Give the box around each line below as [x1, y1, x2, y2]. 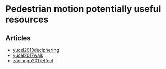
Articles [5, 34, 31, 42]
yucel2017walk [12, 52, 44, 58]
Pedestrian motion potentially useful [5, 3, 161, 15]
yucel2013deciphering [12, 47, 59, 53]
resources [5, 14, 49, 25]
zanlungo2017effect [12, 58, 54, 63]
